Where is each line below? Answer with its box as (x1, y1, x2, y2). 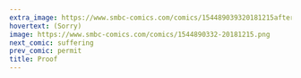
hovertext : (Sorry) (9, 22, 82, 30)
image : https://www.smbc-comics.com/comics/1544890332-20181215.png (9, 30, 271, 39)
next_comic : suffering (9, 38, 94, 48)
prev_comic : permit (9, 47, 82, 56)
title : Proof (9, 55, 58, 64)
